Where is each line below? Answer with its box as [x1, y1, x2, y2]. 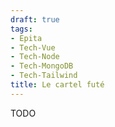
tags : [10, 24, 33, 34]
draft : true [10, 14, 60, 25]
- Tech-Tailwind [10, 71, 78, 81]
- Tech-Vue [10, 42, 56, 53]
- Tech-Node [10, 52, 60, 62]
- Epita [10, 33, 43, 43]
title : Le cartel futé [10, 80, 105, 90]
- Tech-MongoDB [10, 61, 74, 71]
